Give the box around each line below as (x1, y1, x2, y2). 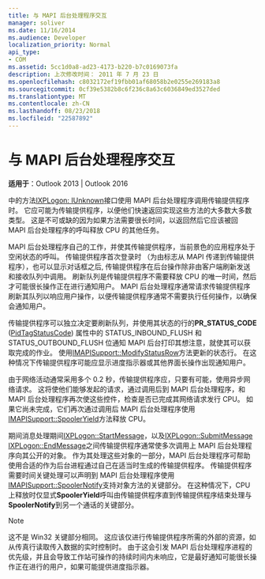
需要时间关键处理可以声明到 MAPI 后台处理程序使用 (8, 470, 175, 479)
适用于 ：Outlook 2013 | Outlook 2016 (8, 179, 129, 188)
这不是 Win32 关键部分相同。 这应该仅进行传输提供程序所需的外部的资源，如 (8, 532, 256, 542)
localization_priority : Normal (8, 41, 111, 49)
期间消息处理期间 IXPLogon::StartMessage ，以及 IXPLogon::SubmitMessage (8, 430, 253, 440)
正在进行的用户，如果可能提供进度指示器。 (14, 562, 154, 571)
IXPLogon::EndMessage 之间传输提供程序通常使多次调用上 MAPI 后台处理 (8, 441, 246, 450)
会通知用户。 (8, 301, 50, 311)
